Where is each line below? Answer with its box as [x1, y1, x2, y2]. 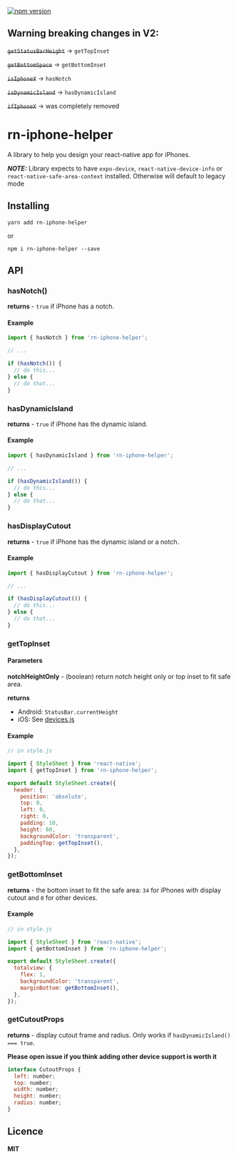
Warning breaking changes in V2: [7, 27, 159, 39]
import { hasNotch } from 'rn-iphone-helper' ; [7, 334, 148, 342]
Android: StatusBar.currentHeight [17, 707, 119, 716]
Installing [7, 200, 50, 212]
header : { [14, 786, 43, 794]
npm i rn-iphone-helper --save [7, 245, 100, 253]
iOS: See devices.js [17, 714, 75, 724]
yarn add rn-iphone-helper [7, 218, 88, 226]
